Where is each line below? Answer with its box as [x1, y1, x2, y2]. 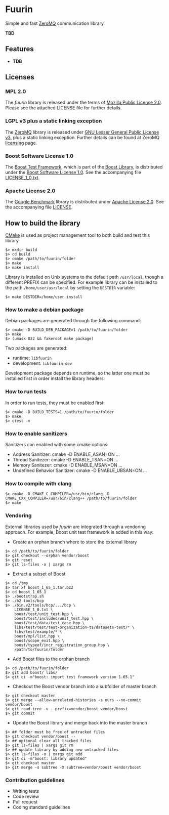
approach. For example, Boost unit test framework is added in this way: [5, 529, 154, 535]
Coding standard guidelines [12, 804, 70, 810]
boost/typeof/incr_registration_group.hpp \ [14, 642, 110, 648]
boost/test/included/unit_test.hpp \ [14, 616, 94, 621]
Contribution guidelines [5, 777, 65, 784]
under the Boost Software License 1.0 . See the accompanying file [5, 169, 142, 176]
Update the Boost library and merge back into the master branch [12, 719, 148, 725]
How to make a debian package [5, 306, 84, 313]
